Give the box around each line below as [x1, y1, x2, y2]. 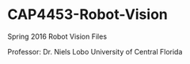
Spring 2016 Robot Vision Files [7, 32, 108, 41]
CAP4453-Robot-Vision [7, 6, 168, 24]
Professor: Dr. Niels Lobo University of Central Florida [7, 47, 183, 56]
